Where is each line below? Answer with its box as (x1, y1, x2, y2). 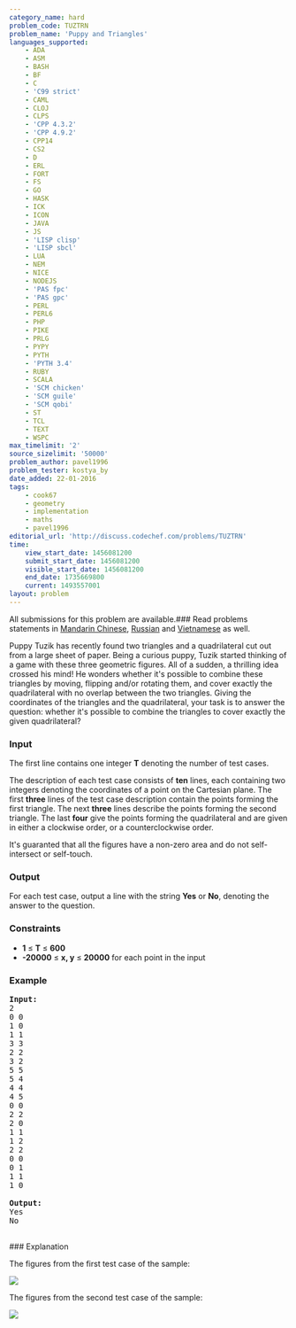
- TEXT (25, 424, 49, 434)
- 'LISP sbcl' (25, 244, 77, 252)
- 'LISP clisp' (25, 236, 81, 245)
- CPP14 (25, 136, 53, 145)
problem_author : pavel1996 (9, 458, 109, 467)
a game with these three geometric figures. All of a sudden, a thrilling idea (9, 659, 279, 670)
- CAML (25, 95, 49, 105)
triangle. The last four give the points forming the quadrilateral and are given (9, 812, 288, 824)
